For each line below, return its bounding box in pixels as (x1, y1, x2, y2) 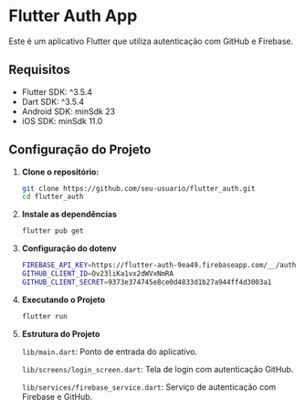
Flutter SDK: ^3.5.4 (21, 86, 93, 97)
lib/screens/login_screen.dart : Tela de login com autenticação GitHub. (21, 363, 294, 374)
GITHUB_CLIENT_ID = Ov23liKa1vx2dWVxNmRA (21, 269, 174, 278)
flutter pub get (21, 226, 84, 236)
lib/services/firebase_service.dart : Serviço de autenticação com (21, 381, 277, 393)
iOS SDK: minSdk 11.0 (21, 115, 103, 126)
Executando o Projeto (21, 294, 106, 305)
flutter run (21, 311, 68, 320)
